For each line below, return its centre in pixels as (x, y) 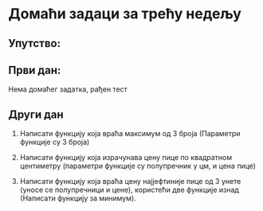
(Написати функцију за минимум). (78, 198)
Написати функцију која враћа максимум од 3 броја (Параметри (130, 134)
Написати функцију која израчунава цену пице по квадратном (126, 158)
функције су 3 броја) (55, 142)
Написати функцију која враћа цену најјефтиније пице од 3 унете (130, 182)
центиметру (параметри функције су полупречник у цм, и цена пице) (138, 166)
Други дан (36, 114)
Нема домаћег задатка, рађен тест (68, 89)
